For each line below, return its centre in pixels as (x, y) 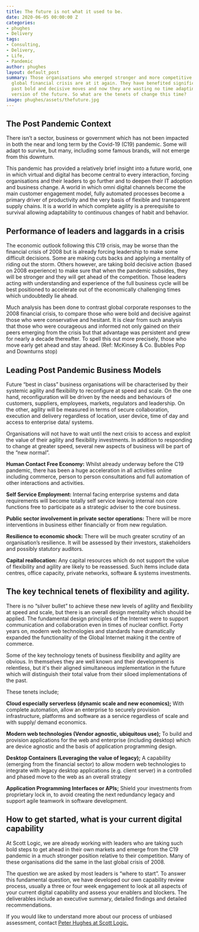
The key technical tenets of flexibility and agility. (98, 591)
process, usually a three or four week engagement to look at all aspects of (97, 886)
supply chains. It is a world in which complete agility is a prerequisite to (93, 206)
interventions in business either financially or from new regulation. (87, 525)
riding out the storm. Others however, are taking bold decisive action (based (99, 264)
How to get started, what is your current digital (94, 820)
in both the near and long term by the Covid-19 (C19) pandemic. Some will (96, 144)
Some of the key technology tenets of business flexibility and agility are (93, 655)
